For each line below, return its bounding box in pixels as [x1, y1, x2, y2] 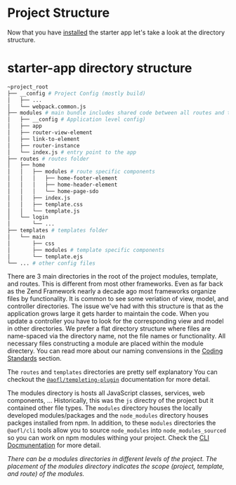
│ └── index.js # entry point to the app [7, 149, 137, 156]
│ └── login [7, 214, 49, 221]
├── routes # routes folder [7, 155, 90, 162]
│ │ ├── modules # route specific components [7, 168, 156, 175]
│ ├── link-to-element [7, 135, 80, 142]
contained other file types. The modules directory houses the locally [7, 404, 202, 412]
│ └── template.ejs [7, 253, 83, 260]
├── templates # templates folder [7, 227, 109, 234]
